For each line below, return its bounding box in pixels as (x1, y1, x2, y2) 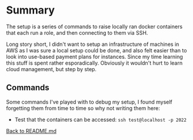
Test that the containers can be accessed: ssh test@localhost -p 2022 (14, 116, 187, 123)
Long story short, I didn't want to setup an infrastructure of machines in (6, 41, 179, 48)
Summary (6, 4, 55, 17)
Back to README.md (6, 127, 57, 134)
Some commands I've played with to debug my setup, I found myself (6, 98, 172, 105)
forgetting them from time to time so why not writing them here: (6, 104, 160, 112)
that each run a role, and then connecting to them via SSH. (6, 29, 148, 36)
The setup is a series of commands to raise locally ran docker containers (6, 23, 183, 30)
